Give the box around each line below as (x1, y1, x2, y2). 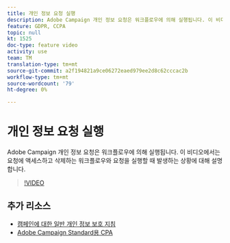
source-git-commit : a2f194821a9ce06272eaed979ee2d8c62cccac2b (7, 67, 188, 74)
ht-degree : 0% (7, 86, 48, 93)
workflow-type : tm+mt (7, 73, 69, 81)
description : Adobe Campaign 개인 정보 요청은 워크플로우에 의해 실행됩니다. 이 (7, 16, 214, 23)
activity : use (7, 49, 48, 55)
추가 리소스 (7, 200, 51, 212)
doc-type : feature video (7, 42, 78, 49)
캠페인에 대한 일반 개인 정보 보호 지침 (16, 220, 116, 228)
